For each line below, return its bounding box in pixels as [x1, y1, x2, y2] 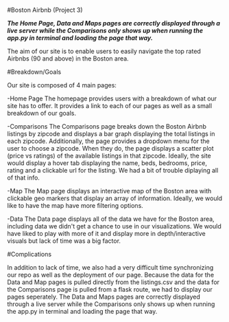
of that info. [7, 173, 40, 182]
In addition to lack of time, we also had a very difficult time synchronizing [7, 264, 214, 271]
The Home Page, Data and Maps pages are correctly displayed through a [7, 19, 221, 27]
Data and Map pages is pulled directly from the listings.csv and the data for [7, 278, 220, 286]
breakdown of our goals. [7, 109, 77, 117]
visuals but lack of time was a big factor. [7, 237, 121, 245]
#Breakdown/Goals [7, 68, 62, 76]
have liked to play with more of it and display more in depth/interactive [7, 230, 206, 237]
